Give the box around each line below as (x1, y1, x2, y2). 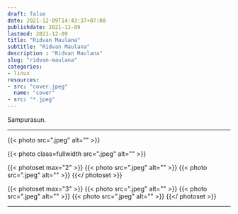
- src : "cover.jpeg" (7, 83, 69, 90)
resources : (7, 76, 40, 84)
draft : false (7, 10, 46, 18)
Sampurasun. (7, 116, 47, 124)
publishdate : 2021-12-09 (7, 23, 81, 30)
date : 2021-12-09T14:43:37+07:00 (7, 17, 106, 24)
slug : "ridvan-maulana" (7, 57, 78, 64)
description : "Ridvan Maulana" (7, 50, 103, 57)
